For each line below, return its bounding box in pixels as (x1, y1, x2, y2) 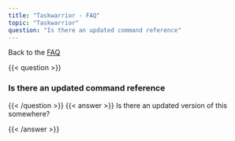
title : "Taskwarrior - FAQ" (8, 11, 101, 20)
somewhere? (8, 109, 50, 118)
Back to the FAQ (8, 48, 61, 58)
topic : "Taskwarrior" (8, 19, 80, 27)
